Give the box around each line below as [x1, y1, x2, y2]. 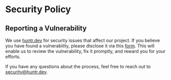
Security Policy [5, 4, 71, 15]
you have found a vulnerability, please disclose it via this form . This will [5, 43, 155, 49]
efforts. [5, 54, 21, 60]
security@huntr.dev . [5, 69, 48, 75]
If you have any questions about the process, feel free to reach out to [5, 64, 151, 69]
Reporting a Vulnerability [5, 24, 87, 33]
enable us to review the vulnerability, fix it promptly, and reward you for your [5, 48, 166, 54]
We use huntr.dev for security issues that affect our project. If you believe [5, 37, 160, 43]
